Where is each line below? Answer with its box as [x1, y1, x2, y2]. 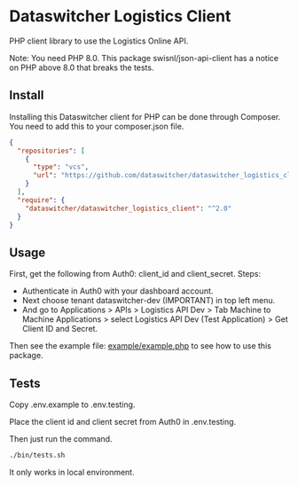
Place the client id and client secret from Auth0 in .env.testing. [9, 417, 237, 427]
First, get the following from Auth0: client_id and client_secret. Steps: [9, 269, 262, 279]
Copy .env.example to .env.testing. [9, 399, 136, 410]
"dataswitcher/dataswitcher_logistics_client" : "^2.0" [25, 204, 232, 213]
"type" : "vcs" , [32, 162, 90, 172]
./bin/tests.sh [9, 451, 66, 459]
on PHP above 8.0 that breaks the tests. [9, 62, 154, 73]
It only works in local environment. [9, 466, 135, 477]
